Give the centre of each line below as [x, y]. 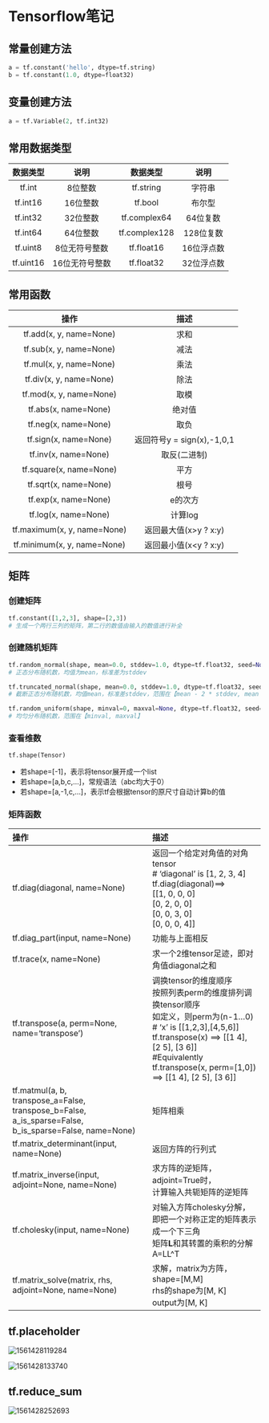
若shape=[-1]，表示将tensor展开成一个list [88, 772]
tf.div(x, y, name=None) [70, 380]
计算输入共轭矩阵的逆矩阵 [200, 1192]
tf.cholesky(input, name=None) [71, 1230]
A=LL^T [166, 1254]
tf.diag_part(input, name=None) [72, 937]
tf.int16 [28, 203]
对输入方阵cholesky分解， [201, 1207]
